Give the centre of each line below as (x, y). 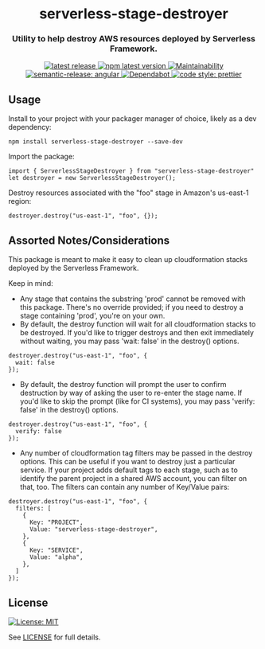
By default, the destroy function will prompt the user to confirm (123, 385)
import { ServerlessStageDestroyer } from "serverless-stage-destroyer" (131, 171)
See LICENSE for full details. (55, 637)
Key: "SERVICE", (56, 550)
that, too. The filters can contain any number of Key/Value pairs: (125, 487)
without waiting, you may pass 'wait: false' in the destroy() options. (130, 341)
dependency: (30, 127)
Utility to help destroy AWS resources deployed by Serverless (134, 39)
